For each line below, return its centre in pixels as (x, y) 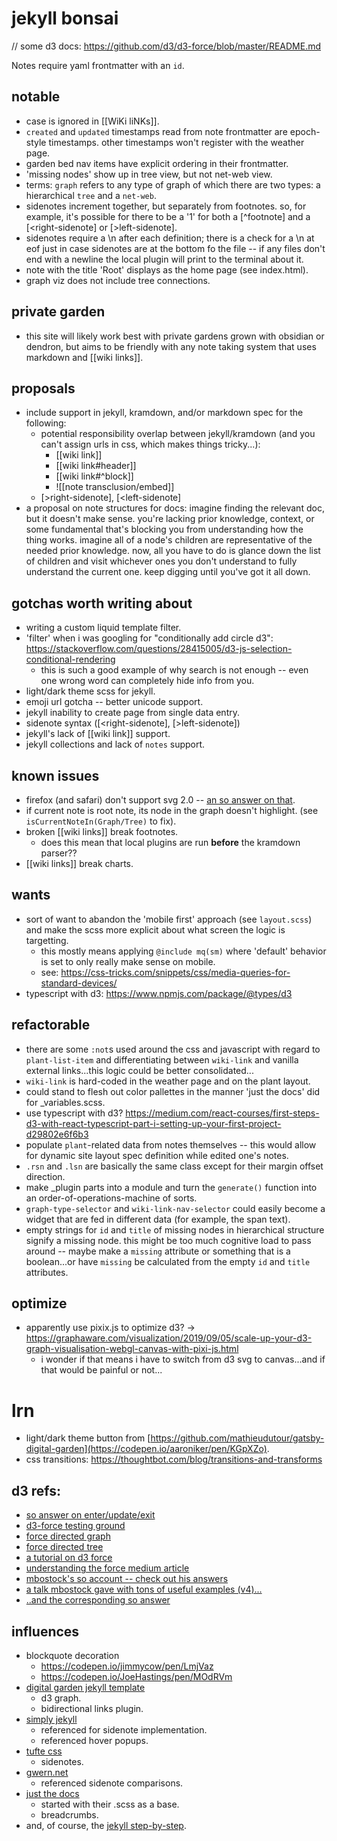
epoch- (305, 131)
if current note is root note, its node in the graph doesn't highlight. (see (172, 810)
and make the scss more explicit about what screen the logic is (155, 929)
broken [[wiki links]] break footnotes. (102, 831)
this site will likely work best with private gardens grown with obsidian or (175, 336)
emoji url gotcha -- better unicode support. (114, 702)
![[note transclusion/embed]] (115, 487)
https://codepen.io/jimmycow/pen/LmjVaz (127, 1666)
